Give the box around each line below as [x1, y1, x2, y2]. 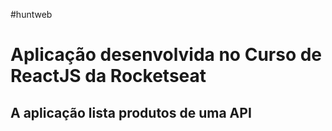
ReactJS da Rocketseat [10, 65, 207, 88]
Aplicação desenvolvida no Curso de [10, 44, 323, 66]
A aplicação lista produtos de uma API [10, 104, 252, 121]
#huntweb [10, 9, 53, 20]
